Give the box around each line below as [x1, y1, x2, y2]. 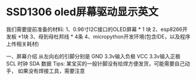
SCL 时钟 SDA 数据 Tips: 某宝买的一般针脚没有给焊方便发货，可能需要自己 [6, 60, 185, 67]
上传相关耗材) [6, 40, 39, 47]
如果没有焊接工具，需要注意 [17, 67, 85, 74]
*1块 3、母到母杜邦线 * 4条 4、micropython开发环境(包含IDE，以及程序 [17, 33, 191, 40]
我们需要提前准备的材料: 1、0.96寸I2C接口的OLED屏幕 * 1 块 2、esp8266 [6, 26, 182, 33]
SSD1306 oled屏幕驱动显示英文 [6, 5, 159, 19]
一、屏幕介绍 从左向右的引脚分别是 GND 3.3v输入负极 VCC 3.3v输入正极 [6, 53, 181, 60]
